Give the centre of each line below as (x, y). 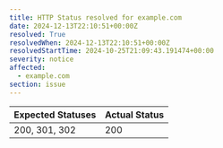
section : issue (38, 84)
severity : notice (42, 59)
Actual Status (134, 115)
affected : (28, 68)
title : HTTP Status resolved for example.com (95, 17)
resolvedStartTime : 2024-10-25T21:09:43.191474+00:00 (112, 51)
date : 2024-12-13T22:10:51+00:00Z (74, 26)
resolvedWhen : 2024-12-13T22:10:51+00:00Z (90, 43)
